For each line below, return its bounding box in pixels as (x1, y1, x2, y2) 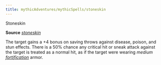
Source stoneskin (5, 29, 41, 35)
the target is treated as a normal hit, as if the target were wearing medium (5, 49, 153, 55)
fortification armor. (5, 54, 43, 60)
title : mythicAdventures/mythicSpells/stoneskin (5, 7, 106, 12)
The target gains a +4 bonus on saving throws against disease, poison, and (5, 39, 157, 45)
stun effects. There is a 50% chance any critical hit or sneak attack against (5, 44, 156, 50)
